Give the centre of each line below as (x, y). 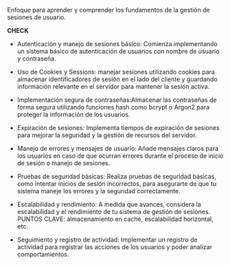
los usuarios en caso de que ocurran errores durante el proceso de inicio (120, 156)
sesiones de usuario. (37, 17)
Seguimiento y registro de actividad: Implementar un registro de (107, 240)
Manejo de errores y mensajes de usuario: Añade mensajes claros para (118, 148)
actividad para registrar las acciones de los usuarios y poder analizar (115, 247)
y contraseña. (36, 59)
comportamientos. (43, 254)
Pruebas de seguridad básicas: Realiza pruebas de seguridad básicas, (116, 176)
